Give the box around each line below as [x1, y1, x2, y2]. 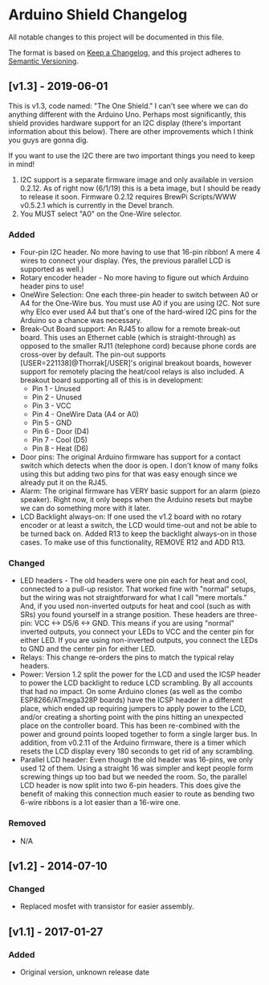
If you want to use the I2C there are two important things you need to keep [8, 150, 255, 160]
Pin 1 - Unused [31, 384, 81, 394]
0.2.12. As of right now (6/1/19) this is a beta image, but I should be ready [19, 183, 261, 193]
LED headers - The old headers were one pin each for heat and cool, [19, 576, 247, 586]
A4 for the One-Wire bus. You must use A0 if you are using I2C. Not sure [19, 299, 261, 309]
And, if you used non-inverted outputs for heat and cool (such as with [19, 601, 251, 611]
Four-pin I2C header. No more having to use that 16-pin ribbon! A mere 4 [19, 247, 261, 257]
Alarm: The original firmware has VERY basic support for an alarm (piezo [19, 486, 261, 496]
